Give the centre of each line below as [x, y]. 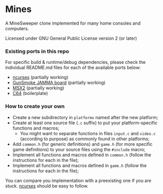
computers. [17, 28]
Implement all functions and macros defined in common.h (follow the [82, 155]
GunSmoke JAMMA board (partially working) [59, 83]
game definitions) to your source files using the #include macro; [79, 149]
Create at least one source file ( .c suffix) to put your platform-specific [85, 123]
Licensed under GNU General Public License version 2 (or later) [71, 38]
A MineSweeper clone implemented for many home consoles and [73, 23]
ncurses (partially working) [40, 77]
